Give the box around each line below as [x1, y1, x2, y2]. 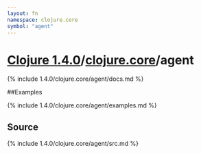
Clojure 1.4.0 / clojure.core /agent [7, 52, 194, 68]
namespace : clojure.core [7, 16, 78, 23]
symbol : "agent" [7, 23, 54, 29]
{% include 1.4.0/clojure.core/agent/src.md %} [7, 140, 139, 148]
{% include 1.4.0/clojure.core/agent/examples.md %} [7, 101, 157, 110]
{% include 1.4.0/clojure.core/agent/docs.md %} [7, 75, 144, 83]
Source [7, 121, 39, 133]
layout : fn [7, 10, 38, 17]
